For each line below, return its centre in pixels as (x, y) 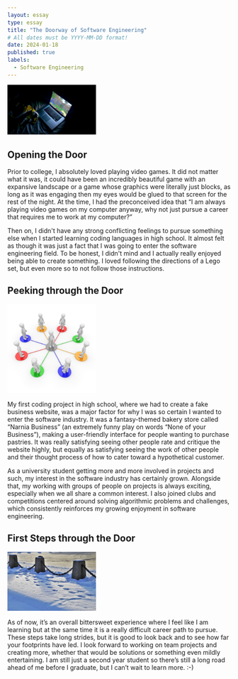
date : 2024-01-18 (33, 45)
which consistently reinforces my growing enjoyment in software (102, 509)
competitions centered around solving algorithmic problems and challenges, (119, 501)
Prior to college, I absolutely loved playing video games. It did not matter (113, 172)
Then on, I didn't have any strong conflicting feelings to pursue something (115, 231)
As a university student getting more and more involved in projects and (111, 471)
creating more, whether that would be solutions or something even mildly (114, 652)
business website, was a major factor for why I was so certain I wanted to (114, 411)
